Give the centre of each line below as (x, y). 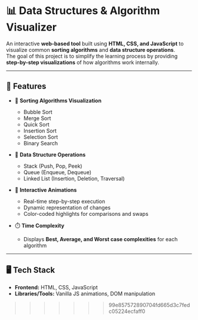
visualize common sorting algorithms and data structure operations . (91, 49)
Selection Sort (41, 137)
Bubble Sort (38, 112)
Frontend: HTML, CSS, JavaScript (56, 287)
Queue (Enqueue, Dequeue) (57, 172)
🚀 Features (26, 86)
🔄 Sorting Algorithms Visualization (58, 101)
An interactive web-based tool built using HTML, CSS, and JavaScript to (95, 44)
